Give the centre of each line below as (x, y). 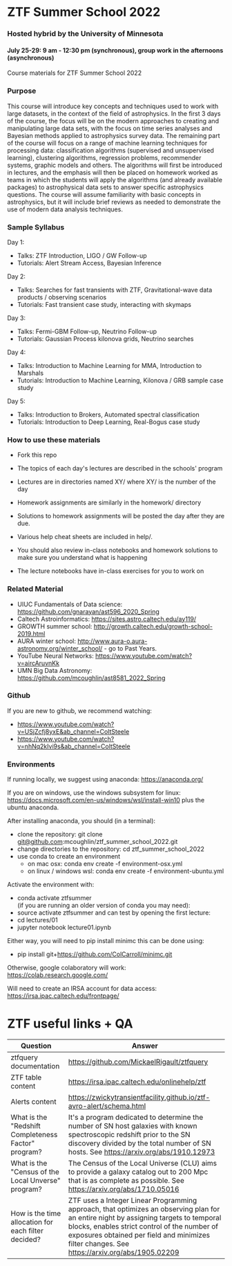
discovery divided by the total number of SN (140, 1143)
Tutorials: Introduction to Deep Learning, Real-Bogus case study (108, 422)
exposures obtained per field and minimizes (139, 1236)
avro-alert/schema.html (107, 1106)
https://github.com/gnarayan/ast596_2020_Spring (88, 611)
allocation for (32, 1222)
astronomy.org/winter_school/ (60, 648)
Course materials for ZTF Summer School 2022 (75, 73)
